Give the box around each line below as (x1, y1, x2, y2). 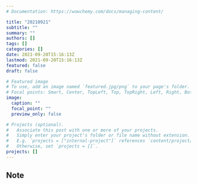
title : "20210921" (6, 19, 51, 25)
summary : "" (6, 30, 35, 36)
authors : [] (6, 36, 35, 41)
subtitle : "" (6, 25, 38, 30)
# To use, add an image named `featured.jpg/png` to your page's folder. (6, 84, 191, 90)
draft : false (6, 68, 38, 74)
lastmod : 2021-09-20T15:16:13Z (6, 57, 83, 63)
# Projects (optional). (6, 121, 64, 127)
